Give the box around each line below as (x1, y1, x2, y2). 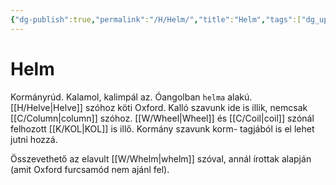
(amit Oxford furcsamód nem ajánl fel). (10, 163, 170, 175)
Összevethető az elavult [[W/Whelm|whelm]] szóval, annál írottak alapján (10, 152, 312, 165)
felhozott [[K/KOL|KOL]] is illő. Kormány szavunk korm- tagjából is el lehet (10, 122, 315, 135)
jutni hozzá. (10, 133, 58, 145)
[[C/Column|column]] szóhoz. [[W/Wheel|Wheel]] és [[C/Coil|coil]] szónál (10, 112, 315, 124)
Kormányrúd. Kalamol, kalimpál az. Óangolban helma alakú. (10, 91, 253, 103)
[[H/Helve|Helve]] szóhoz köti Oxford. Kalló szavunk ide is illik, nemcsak (10, 101, 308, 113)
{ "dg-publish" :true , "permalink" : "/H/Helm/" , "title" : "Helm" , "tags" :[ (10, 14, 302, 25)
